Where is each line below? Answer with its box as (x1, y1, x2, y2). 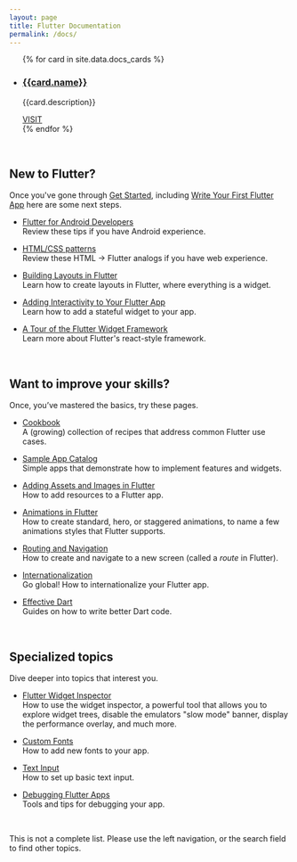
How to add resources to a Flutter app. (21, 489, 165, 500)
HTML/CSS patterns (21, 243, 96, 254)
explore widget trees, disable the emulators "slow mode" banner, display (21, 710, 289, 720)
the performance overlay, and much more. (21, 718, 178, 729)
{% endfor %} (21, 123, 74, 134)
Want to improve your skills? (9, 376, 171, 391)
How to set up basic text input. (21, 772, 135, 783)
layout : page (9, 12, 58, 22)
